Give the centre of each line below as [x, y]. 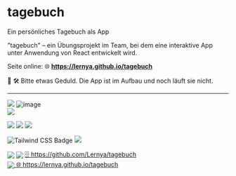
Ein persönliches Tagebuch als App [58, 32]
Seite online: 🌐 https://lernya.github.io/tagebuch [80, 66]
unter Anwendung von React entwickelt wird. [72, 53]
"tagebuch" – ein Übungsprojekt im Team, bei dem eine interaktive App [110, 45]
